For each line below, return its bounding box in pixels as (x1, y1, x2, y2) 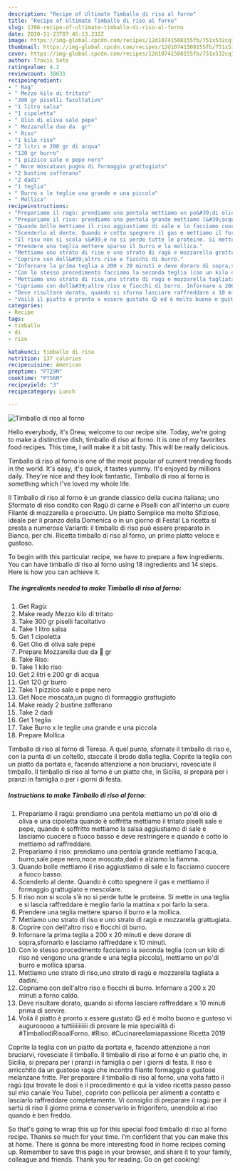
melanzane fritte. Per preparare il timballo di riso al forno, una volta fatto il (8, 1073, 224, 1081)
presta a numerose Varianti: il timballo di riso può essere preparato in (8, 523, 211, 532)
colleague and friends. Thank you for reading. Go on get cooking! (8, 1155, 200, 1163)
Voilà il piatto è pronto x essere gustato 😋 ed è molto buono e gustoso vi (18, 1013, 232, 1022)
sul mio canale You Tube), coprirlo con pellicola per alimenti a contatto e (8, 1088, 220, 1097)
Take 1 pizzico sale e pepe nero (18, 685, 111, 694)
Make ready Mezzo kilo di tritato (18, 609, 113, 618)
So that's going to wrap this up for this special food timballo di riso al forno (8, 1125, 227, 1133)
